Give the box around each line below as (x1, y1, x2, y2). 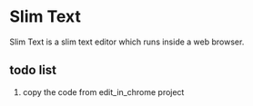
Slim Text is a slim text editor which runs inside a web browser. (9, 36, 245, 47)
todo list (9, 63, 57, 78)
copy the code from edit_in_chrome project (22, 86, 185, 97)
